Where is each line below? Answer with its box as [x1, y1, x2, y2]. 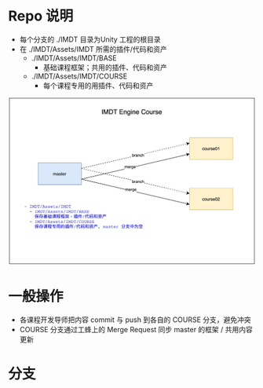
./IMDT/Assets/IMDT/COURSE [31, 71, 128, 81]
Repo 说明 [8, 7, 74, 25]
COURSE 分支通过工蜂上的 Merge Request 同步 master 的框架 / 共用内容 [19, 324, 254, 334]
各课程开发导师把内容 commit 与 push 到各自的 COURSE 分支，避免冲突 [19, 315, 251, 324]
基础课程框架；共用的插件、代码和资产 [42, 62, 167, 71]
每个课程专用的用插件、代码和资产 [42, 80, 154, 90]
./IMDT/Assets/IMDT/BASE [31, 53, 117, 63]
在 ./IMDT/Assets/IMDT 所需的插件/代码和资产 [19, 44, 167, 53]
